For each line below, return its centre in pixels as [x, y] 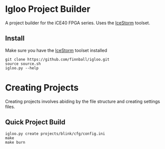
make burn [15, 142]
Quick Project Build [35, 122]
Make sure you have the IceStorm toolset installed [56, 50]
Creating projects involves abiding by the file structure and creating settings [82, 101]
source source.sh [23, 64]
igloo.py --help [22, 68]
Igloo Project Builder [48, 9]
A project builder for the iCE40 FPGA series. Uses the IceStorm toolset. [78, 23]
